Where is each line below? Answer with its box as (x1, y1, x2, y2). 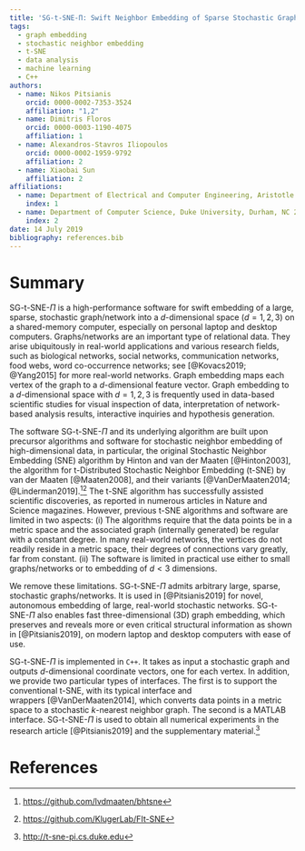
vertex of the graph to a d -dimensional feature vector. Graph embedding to (9, 379, 290, 391)
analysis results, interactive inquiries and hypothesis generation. (34, 408, 275, 419)
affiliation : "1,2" (25, 106, 100, 115)
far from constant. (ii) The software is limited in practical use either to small (9, 553, 290, 564)
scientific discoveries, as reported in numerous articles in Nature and (9, 495, 268, 506)
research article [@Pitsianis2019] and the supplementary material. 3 (9, 724, 261, 736)
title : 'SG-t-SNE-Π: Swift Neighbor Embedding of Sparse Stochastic (9, 13, 274, 23)
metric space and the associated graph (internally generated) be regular (9, 524, 280, 535)
